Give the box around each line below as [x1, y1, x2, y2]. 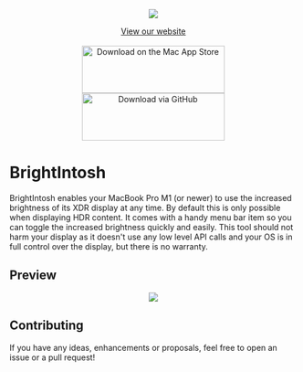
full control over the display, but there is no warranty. [9, 240, 208, 251]
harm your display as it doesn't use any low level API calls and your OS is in [9, 231, 294, 242]
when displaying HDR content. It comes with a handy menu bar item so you [9, 211, 292, 223]
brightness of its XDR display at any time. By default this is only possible [9, 202, 281, 213]
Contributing [9, 318, 84, 334]
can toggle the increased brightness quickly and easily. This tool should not [9, 221, 294, 232]
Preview [9, 268, 57, 283]
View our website [120, 26, 186, 37]
